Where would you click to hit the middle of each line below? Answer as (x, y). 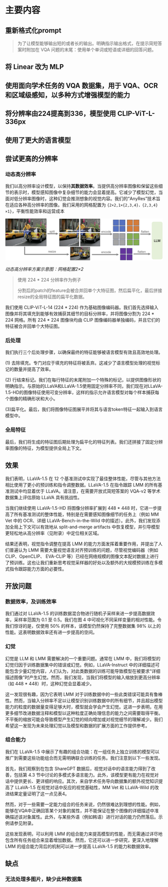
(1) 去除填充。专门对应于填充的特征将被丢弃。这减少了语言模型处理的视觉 (80, 363)
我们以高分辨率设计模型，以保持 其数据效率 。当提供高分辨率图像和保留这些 (82, 186)
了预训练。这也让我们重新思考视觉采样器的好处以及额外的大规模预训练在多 (82, 562)
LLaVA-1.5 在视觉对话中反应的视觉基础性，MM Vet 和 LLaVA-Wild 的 (85, 787)
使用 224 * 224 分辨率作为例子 (49, 280)
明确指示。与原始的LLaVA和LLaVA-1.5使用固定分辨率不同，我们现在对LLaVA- (84, 386)
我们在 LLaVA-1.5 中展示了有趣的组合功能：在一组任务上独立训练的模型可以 (82, 752)
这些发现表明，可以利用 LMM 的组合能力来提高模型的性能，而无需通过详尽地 (84, 834)
